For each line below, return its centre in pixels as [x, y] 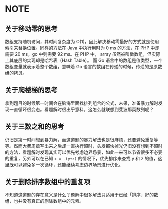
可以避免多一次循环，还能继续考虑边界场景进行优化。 [68, 165]
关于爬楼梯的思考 [31, 90]
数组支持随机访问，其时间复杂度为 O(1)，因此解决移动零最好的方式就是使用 [82, 41]
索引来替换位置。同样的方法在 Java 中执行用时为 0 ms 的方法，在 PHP [77, 48]
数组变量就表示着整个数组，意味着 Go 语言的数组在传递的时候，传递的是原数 [84, 66]
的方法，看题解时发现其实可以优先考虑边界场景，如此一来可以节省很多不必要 [84, 152]
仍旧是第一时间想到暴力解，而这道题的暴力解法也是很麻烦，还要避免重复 [79, 140]
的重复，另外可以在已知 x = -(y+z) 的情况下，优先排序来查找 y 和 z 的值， [82, 158]
